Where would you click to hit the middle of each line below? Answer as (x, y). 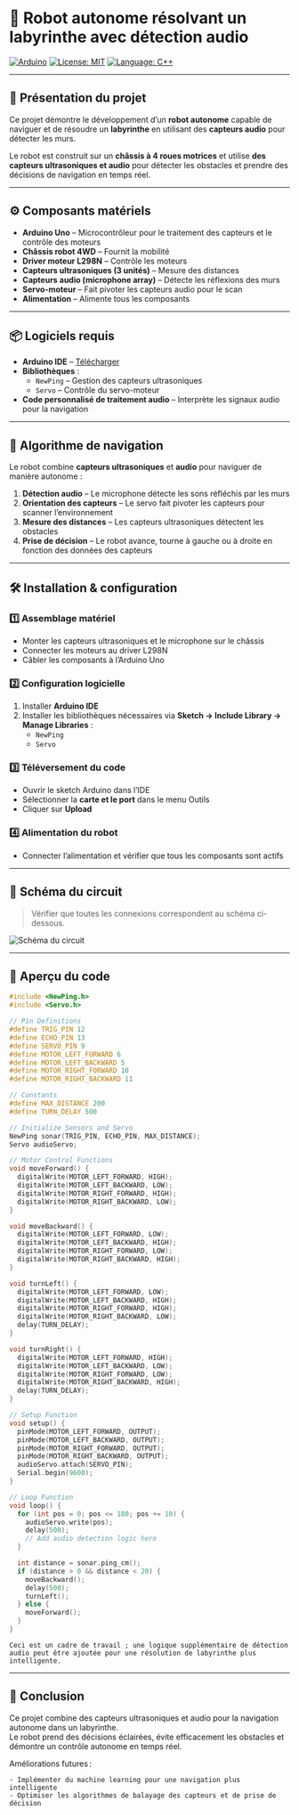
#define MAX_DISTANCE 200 (57, 1104)
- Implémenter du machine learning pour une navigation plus (125, 1779)
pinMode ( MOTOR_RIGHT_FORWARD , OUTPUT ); (91, 1448)
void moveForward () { (49, 1169)
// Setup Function (43, 1415)
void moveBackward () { (51, 1226)
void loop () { (36, 1505)
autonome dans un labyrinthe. (64, 1727)
